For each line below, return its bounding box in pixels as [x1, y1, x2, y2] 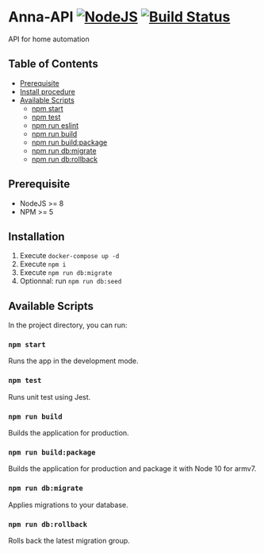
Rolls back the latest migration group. [8, 536, 131, 545]
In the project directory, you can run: [8, 320, 128, 330]
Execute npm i [19, 259, 67, 269]
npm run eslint [31, 120, 79, 130]
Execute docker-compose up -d [19, 251, 120, 261]
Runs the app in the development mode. [8, 356, 139, 365]
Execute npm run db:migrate [19, 268, 113, 277]
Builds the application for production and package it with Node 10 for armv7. [8, 464, 257, 474]
